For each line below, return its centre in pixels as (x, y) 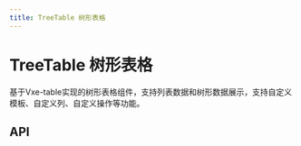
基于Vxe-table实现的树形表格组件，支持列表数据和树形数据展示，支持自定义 (151, 92)
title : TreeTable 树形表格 (58, 18)
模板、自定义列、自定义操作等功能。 (77, 103)
